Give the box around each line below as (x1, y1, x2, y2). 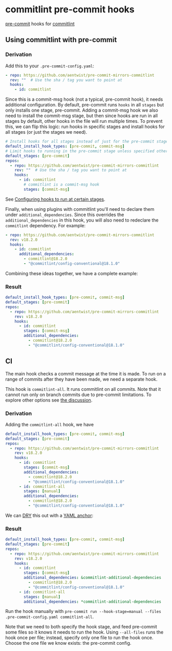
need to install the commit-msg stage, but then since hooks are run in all (5, 113, 158, 119)
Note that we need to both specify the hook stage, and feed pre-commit (5, 624, 157, 630)
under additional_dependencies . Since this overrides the (5, 211, 124, 218)
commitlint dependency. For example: (5, 222, 86, 228)
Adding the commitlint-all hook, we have (5, 421, 94, 427)
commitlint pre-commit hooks (5, 4, 135, 15)
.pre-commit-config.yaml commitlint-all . (5, 613, 94, 620)
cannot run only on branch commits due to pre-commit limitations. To (5, 391, 152, 397)
